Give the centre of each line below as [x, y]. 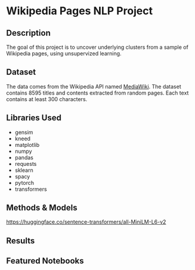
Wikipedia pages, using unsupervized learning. [64, 54]
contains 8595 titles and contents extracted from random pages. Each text [97, 93]
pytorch [24, 183]
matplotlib [27, 145]
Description [28, 33]
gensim [24, 132]
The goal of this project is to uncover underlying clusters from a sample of [97, 47]
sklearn [24, 170]
